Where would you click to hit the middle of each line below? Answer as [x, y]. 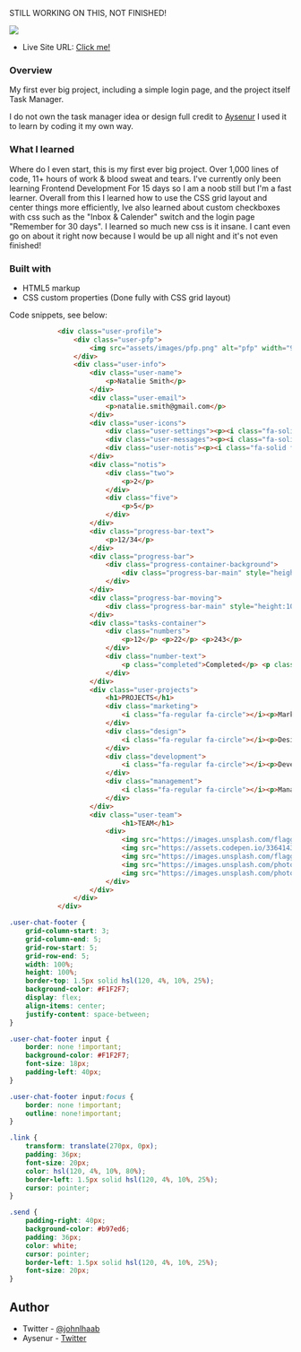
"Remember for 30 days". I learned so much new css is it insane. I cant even [150, 226]
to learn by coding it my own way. [72, 126]
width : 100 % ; [50, 964]
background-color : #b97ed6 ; [77, 1229]
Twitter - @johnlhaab [61, 1328]
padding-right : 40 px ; [65, 1221]
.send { [24, 1213]
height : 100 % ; [52, 973]
